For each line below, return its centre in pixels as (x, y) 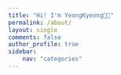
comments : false (35, 37)
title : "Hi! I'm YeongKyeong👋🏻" (61, 15)
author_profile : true (44, 45)
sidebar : (22, 52)
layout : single (33, 30)
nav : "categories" (52, 59)
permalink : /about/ (40, 23)
